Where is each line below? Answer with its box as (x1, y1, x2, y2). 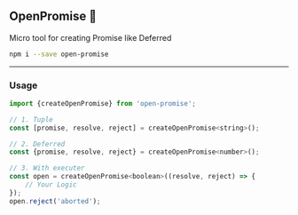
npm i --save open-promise (9, 50, 109, 59)
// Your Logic (25, 180, 77, 189)
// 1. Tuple (9, 115, 53, 124)
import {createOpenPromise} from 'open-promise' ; (9, 99, 197, 107)
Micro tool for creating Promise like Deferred (9, 32, 172, 43)
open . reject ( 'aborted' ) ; (9, 196, 101, 205)
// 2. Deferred (9, 139, 66, 148)
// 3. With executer (9, 163, 86, 173)
